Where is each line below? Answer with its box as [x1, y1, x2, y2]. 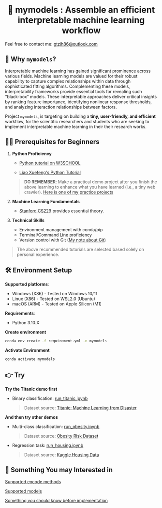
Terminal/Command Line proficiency [19, 232, 92, 238]
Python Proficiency [12, 150, 52, 157]
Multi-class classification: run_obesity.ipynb [12, 424, 100, 429]
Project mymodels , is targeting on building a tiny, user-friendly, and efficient [5, 113, 156, 119]
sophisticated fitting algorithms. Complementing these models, [5, 83, 131, 89]
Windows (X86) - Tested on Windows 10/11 [12, 291, 98, 297]
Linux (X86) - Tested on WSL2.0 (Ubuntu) [12, 296, 95, 302]
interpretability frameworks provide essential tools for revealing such [5, 88, 142, 94]
